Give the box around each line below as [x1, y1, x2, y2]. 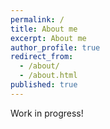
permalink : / [10, 14, 65, 25]
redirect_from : [10, 52, 74, 62]
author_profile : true [10, 42, 101, 53]
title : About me [10, 24, 78, 34]
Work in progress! [10, 107, 84, 119]
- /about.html [19, 71, 78, 81]
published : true [10, 80, 78, 90]
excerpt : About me [10, 33, 87, 43]
